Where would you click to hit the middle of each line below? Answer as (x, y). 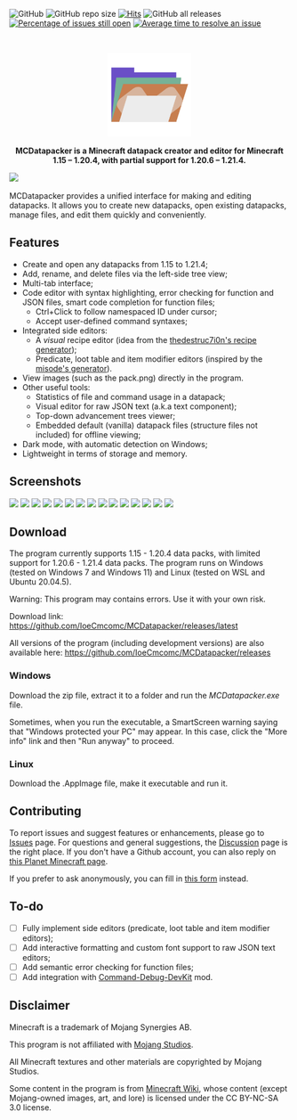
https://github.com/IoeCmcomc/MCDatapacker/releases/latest (124, 626)
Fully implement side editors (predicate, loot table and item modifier (146, 928)
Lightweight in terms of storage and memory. (105, 454)
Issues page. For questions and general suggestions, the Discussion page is (148, 842)
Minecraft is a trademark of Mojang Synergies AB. (101, 1027)
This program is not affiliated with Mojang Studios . (101, 1044)
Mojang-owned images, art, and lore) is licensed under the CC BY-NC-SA (144, 1098)
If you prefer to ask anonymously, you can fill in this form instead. (129, 879)
